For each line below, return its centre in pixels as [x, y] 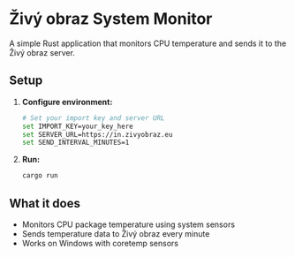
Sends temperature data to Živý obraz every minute [116, 233]
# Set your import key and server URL [93, 118]
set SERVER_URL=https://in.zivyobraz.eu [97, 134]
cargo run [40, 176]
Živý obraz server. [42, 52]
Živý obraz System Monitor [111, 19]
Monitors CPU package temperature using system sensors [129, 224]
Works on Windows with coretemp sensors [100, 243]
